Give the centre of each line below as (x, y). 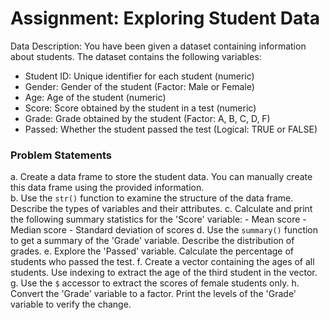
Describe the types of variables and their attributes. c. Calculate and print (161, 209)
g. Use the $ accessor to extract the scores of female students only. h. (155, 283)
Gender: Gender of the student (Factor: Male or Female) (139, 86)
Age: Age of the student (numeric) (95, 97)
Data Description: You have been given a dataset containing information (158, 46)
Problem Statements (61, 155)
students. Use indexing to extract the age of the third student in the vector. (164, 273)
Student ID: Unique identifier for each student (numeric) (139, 76)
